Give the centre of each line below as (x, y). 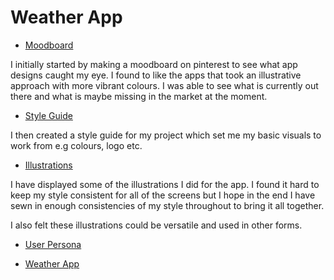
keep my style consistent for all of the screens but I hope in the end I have (163, 195)
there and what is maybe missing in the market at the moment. (139, 96)
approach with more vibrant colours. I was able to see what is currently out (164, 85)
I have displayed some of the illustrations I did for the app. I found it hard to (165, 184)
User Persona (53, 244)
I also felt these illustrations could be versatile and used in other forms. (156, 225)
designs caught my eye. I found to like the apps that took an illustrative (156, 75)
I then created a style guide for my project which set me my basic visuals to (166, 135)
